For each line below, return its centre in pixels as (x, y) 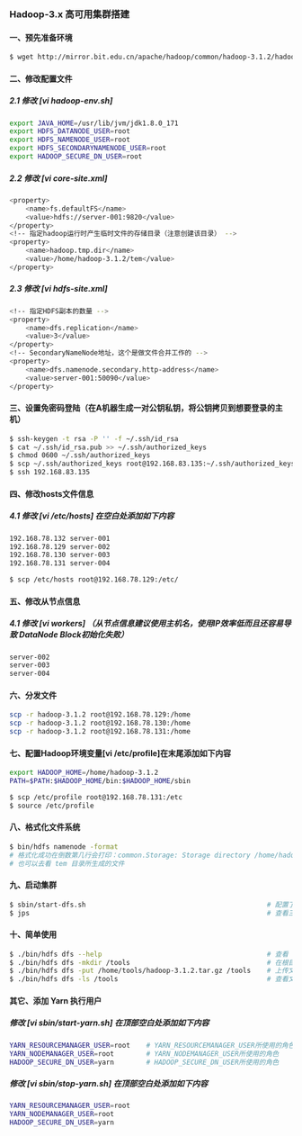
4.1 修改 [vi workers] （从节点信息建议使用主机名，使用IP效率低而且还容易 (147, 624)
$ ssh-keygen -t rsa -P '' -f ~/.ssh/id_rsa (94, 438)
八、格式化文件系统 (45, 827)
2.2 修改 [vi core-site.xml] (58, 178)
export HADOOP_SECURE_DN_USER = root (76, 157)
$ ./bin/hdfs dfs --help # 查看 (149, 954)
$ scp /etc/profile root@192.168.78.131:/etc (96, 797)
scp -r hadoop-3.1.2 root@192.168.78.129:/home (100, 715)
